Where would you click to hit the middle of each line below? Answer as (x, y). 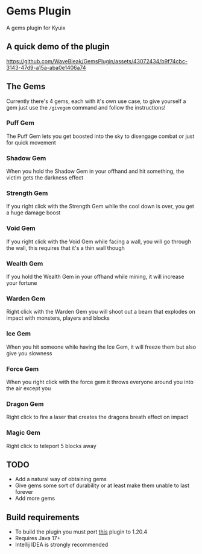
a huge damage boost (33, 213)
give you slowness (29, 353)
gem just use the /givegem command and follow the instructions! (86, 107)
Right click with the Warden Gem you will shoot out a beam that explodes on (101, 312)
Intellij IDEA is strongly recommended (62, 545)
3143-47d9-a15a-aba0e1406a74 (46, 67)
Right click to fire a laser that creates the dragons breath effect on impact (97, 417)
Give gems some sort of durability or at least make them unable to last (102, 485)
